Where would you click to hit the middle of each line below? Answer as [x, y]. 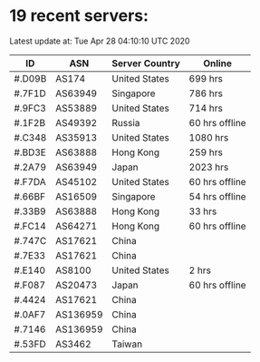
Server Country [146, 63]
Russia [126, 122]
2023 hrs [209, 167]
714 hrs [206, 108]
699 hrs [206, 78]
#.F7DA [30, 181]
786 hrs [206, 93]
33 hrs [203, 211]
